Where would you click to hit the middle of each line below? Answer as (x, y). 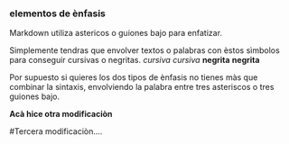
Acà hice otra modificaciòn (61, 114)
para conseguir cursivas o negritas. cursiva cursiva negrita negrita (135, 60)
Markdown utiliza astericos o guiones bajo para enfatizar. (116, 33)
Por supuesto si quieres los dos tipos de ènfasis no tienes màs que (134, 77)
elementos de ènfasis (57, 13)
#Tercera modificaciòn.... (56, 131)
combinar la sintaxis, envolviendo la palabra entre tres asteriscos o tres (142, 87)
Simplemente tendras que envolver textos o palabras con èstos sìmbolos (144, 50)
